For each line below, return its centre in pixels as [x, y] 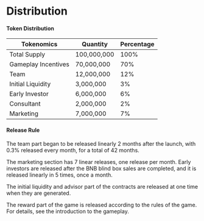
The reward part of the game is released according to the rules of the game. [102, 205]
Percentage [137, 44]
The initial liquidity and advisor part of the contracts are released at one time [102, 186]
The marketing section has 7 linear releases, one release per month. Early [99, 161]
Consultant [25, 104]
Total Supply [27, 55]
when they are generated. [39, 193]
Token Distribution [30, 28]
